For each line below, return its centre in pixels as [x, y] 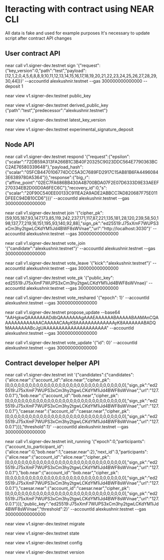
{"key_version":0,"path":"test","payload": [46, 70]
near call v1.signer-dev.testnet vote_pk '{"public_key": [59, 278]
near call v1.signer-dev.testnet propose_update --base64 [63, 312]
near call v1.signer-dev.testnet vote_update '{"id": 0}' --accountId [71, 342]
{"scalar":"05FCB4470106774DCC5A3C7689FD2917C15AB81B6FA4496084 [82, 172]
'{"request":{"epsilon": [108, 156]
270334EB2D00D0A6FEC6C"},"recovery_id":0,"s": [56, 187]
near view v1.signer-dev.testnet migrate [45, 524]
